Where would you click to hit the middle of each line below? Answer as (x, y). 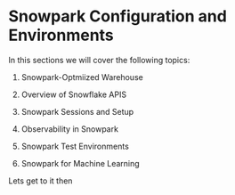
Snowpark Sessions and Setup (77, 111)
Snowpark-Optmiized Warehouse (82, 77)
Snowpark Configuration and (118, 16)
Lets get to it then (41, 181)
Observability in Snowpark (70, 129)
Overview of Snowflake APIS (73, 94)
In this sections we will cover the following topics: (99, 60)
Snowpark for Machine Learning (80, 163)
